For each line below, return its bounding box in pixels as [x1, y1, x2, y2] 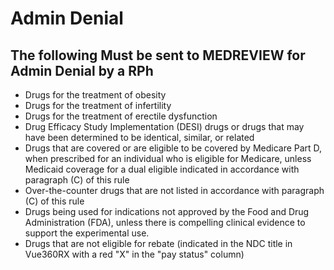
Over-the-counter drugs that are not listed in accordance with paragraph [24, 185, 325, 196]
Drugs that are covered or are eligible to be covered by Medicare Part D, [24, 142, 323, 154]
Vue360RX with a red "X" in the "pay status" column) [24, 248, 245, 260]
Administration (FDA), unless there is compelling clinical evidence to [24, 217, 306, 228]
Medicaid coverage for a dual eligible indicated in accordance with [24, 163, 300, 175]
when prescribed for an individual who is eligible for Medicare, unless [24, 153, 312, 164]
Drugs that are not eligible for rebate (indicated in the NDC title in [24, 238, 293, 249]
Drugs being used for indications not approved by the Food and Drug [24, 206, 310, 217]
